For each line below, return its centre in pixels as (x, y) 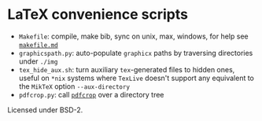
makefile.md (38, 45)
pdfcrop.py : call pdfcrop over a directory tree (91, 94)
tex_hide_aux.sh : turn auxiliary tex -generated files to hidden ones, (127, 69)
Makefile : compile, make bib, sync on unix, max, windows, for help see (133, 36)
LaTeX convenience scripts (98, 15)
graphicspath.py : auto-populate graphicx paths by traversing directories (136, 53)
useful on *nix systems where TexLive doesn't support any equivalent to (137, 78)
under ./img (38, 61)
